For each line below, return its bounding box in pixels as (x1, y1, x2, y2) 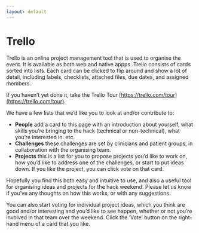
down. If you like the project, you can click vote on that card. (14, 165, 164, 172)
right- (178, 213, 192, 221)
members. (6, 79, 32, 87)
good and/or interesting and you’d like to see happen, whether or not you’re (6, 207, 192, 214)
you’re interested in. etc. (14, 133, 75, 140)
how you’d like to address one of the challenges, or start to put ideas (14, 159, 184, 166)
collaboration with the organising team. (14, 146, 112, 153)
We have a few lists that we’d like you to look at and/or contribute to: (6, 109, 174, 116)
